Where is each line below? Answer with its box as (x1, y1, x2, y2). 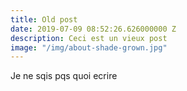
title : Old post (10, 14, 78, 25)
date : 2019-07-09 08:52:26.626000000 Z (10, 24, 177, 34)
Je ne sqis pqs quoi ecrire (10, 70, 118, 82)
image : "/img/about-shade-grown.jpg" (10, 42, 168, 53)
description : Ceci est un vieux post (10, 33, 168, 43)
